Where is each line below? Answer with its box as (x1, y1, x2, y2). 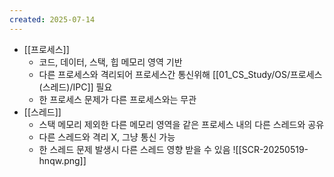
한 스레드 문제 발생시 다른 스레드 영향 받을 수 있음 (38, 143, 231, 155)
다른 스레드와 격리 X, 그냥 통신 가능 (38, 131, 176, 143)
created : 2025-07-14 (9, 14, 96, 25)
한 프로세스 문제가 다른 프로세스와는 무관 (38, 93, 197, 105)
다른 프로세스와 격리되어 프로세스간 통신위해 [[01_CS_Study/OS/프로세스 (38, 68, 323, 80)
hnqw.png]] (38, 154, 87, 166)
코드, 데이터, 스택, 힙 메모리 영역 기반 (38, 56, 183, 68)
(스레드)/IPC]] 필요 (38, 81, 113, 93)
